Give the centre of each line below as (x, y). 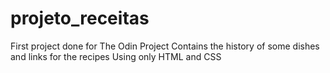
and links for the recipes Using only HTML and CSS (116, 56)
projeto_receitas (80, 18)
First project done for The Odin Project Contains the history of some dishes (165, 46)
